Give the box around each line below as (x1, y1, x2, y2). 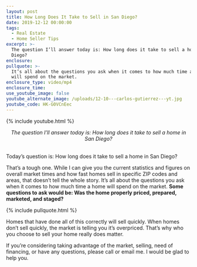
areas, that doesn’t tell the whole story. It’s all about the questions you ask (6, 177, 185, 184)
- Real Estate (11, 31, 46, 36)
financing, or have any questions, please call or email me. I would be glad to (6, 248, 189, 255)
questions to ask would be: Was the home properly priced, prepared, (6, 189, 177, 196)
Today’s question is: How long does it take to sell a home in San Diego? (6, 153, 178, 160)
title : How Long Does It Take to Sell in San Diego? (6, 14, 138, 20)
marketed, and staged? (6, 195, 64, 202)
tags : (6, 25, 19, 31)
